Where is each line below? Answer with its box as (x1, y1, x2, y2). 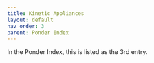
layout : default (7, 16, 54, 23)
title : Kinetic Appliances (7, 10, 85, 17)
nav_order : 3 (7, 23, 45, 29)
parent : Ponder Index (7, 29, 69, 36)
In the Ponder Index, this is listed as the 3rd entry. (7, 48, 148, 56)
